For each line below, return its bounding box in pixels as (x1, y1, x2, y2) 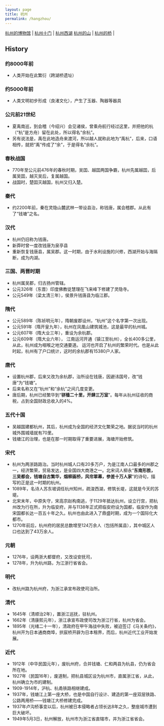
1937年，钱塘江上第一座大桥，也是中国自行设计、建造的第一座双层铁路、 (12, 691, 159, 697)
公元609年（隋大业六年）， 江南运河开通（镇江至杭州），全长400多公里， (12, 336, 158, 342)
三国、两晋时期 (5, 268, 41, 275)
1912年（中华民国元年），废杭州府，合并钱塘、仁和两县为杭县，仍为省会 (12, 661, 156, 667)
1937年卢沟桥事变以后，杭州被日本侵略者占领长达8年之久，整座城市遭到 (12, 704, 157, 709)
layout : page (5, 7, 32, 12)
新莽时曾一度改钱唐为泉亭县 (12, 242, 68, 248)
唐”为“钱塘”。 (12, 380, 40, 386)
